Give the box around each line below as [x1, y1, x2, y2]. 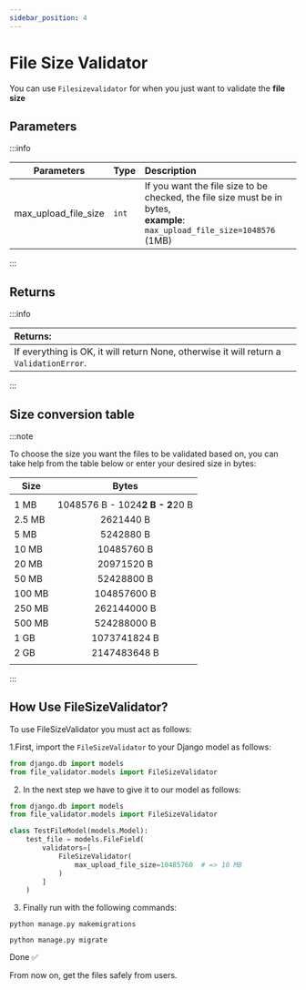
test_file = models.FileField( [25, 835, 145, 844]
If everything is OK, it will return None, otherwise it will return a [14, 345, 281, 358]
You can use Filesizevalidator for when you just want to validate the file [9, 83, 285, 94]
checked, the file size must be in [144, 191, 283, 204]
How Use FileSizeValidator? [9, 699, 168, 715]
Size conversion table [9, 406, 135, 422]
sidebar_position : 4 [9, 13, 88, 23]
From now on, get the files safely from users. [9, 970, 178, 981]
